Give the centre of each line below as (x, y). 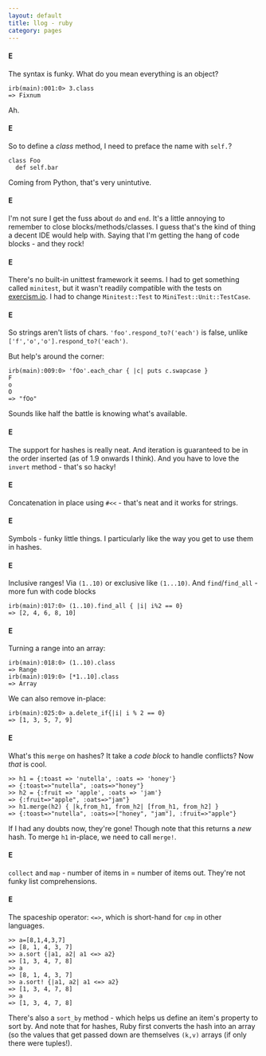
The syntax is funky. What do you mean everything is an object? (113, 73)
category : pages (35, 30)
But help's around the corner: (57, 356)
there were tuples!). (41, 1043)
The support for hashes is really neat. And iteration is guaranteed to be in (128, 449)
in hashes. (25, 547)
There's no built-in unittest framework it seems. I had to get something (124, 280)
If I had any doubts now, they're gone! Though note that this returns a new (130, 828)
